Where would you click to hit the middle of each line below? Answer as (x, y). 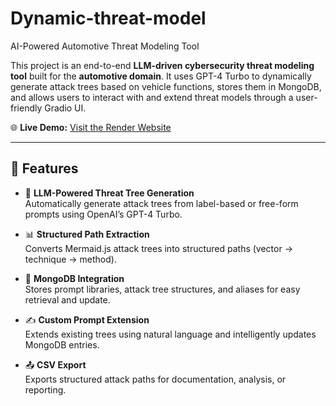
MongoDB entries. (62, 344)
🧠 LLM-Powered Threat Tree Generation (109, 193)
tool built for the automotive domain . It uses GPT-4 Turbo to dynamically (161, 76)
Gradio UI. (65, 108)
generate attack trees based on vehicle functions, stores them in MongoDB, (166, 86)
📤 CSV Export (55, 364)
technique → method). (70, 259)
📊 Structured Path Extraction (87, 234)
